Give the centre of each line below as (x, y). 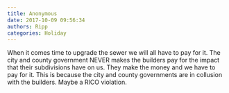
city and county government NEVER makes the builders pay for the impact (113, 60)
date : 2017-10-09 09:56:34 (46, 20)
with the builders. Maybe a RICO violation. (67, 82)
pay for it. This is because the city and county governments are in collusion (115, 75)
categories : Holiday (37, 33)
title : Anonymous (32, 14)
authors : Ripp (28, 26)
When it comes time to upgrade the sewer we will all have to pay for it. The (114, 53)
